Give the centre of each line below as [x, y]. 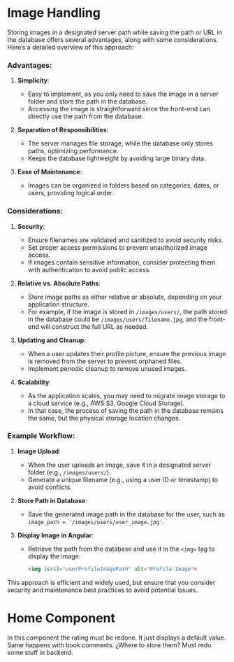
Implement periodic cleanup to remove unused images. [107, 368]
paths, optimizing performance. [73, 151]
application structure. [58, 304]
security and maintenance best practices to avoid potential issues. [102, 590]
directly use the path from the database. [86, 116]
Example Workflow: [41, 436]
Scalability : [34, 382]
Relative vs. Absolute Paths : [59, 283]
